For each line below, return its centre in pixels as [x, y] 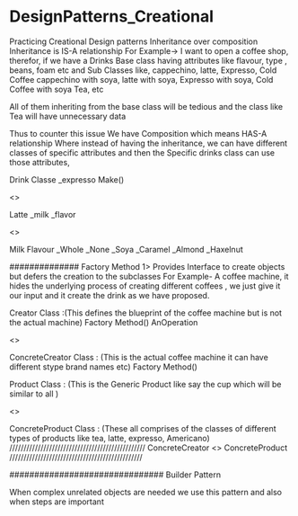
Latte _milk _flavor [43, 214]
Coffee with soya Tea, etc [57, 89]
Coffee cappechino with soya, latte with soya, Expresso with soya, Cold [141, 79]
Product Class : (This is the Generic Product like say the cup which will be [145, 384]
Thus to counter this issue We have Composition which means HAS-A [138, 133]
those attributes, [39, 162]
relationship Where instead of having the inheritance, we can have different [149, 143]
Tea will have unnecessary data [68, 116]
